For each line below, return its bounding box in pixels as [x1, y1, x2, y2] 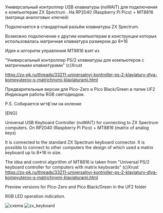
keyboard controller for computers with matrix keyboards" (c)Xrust [5, 164, 139, 170]
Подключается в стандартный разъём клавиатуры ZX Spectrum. [5, 24, 140, 30]
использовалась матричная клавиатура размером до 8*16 [5, 38, 128, 44]
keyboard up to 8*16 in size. [5, 150, 62, 155]
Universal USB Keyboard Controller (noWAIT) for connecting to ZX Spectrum [5, 120, 159, 125]
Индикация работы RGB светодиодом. [5, 92, 85, 97]
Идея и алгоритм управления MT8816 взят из [5, 48, 100, 53]
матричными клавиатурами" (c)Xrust [5, 63, 83, 68]
